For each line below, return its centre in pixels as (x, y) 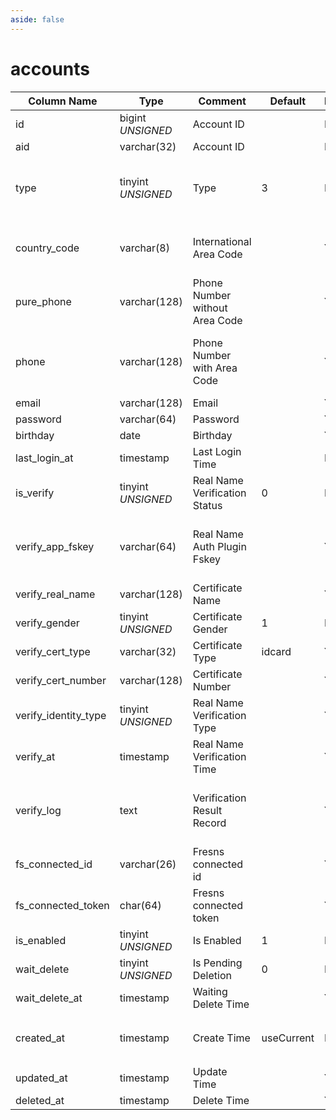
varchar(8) (144, 248)
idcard (276, 651)
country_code (47, 248)
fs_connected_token (62, 905)
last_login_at (44, 458)
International (222, 241)
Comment (222, 101)
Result (207, 810)
